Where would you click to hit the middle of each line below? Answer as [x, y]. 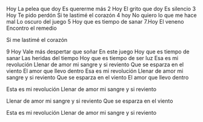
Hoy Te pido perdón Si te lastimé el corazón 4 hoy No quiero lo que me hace [101, 15]
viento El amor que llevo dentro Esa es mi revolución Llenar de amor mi [95, 71]
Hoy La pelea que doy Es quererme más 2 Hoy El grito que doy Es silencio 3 [101, 9]
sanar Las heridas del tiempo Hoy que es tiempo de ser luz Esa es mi [92, 58]
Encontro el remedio [32, 28]
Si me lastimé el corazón [37, 40]
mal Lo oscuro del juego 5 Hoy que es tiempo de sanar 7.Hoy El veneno [95, 22]
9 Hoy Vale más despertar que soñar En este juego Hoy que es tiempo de [98, 52]
